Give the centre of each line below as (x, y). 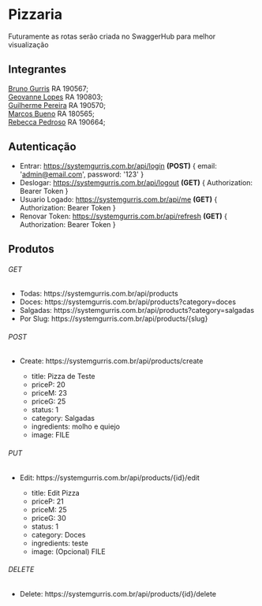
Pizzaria (36, 15)
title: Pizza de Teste (64, 377)
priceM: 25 (49, 509)
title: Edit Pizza (56, 493)
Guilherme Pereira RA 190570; (57, 105)
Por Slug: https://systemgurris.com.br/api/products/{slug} (114, 319)
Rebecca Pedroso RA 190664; (57, 122)
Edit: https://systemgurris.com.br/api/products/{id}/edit (109, 478)
